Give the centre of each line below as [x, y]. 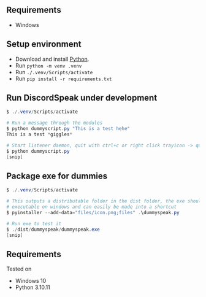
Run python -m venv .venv [48, 65]
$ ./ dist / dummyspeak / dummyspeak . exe [53, 229]
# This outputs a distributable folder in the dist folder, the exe [96, 201]
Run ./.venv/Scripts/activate [54, 72]
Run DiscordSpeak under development [82, 98]
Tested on [19, 269]
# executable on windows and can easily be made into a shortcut [91, 207]
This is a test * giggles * [39, 134]
